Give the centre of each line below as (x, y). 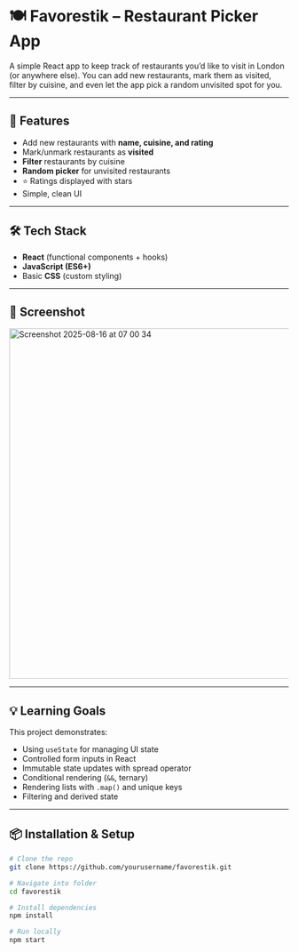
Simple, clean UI (52, 193)
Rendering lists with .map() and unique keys (102, 788)
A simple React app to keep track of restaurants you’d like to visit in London (147, 66)
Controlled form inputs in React (79, 759)
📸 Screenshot (47, 312)
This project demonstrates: (59, 732)
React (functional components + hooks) (95, 257)
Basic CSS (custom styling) (72, 276)
